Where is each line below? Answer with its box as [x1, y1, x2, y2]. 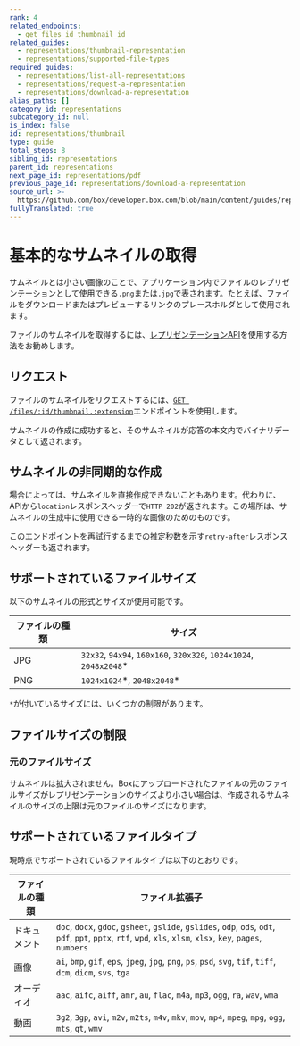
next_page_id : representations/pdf [9, 171, 142, 180]
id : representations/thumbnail [9, 130, 126, 138]
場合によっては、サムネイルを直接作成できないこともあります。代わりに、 [9, 490, 281, 500]
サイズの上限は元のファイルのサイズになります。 [32, 800, 212, 811]
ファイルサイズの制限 [9, 727, 127, 742]
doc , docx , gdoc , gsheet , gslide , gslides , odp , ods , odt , [55, 920, 276, 933]
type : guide [9, 138, 54, 146]
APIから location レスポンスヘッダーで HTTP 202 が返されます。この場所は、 [9, 501, 279, 512]
